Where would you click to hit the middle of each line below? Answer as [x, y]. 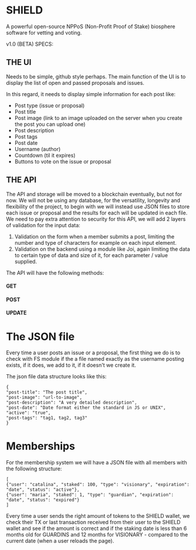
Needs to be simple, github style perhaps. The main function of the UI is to [96, 76]
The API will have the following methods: [55, 272]
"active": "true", [28, 413]
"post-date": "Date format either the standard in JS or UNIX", [86, 408]
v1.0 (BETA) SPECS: [30, 44]
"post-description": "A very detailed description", [72, 403]
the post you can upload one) [50, 124]
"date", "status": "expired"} [43, 500]
